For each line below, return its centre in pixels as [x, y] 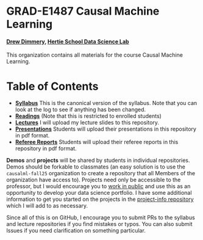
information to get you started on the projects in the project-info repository [100, 199]
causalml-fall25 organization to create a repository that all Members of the [101, 173]
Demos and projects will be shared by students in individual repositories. [98, 161]
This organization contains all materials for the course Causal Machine [94, 55]
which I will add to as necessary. [47, 206]
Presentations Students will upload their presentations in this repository [106, 129]
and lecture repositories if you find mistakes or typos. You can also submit [100, 224]
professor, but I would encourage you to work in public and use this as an [98, 186]
